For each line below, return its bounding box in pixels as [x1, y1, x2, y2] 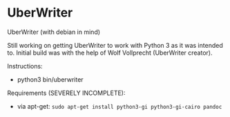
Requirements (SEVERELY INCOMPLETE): [7, 89, 126, 97]
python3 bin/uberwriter [17, 75, 84, 84]
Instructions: [7, 62, 43, 70]
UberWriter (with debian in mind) [7, 28, 101, 36]
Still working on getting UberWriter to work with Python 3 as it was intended [7, 41, 223, 49]
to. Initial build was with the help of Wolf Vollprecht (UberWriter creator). [7, 48, 213, 57]
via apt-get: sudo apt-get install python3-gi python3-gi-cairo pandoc [17, 102, 222, 110]
